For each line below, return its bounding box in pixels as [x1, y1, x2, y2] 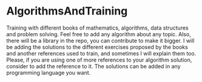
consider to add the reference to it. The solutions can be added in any [6, 62, 181, 70]
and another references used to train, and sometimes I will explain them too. [6, 49, 197, 57]
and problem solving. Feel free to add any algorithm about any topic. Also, [6, 30, 191, 37]
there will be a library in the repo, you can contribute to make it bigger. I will [6, 37, 195, 44]
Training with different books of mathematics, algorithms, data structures [6, 24, 189, 31]
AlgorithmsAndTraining [6, 4, 128, 18]
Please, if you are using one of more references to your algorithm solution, [6, 56, 192, 63]
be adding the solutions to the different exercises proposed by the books [6, 43, 188, 51]
